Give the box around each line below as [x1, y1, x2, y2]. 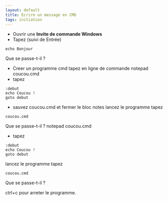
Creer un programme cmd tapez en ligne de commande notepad [12, 65, 149, 72]
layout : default [5, 7, 40, 13]
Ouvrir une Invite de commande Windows [12, 31, 102, 37]
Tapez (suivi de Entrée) [12, 36, 62, 43]
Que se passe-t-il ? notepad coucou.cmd [5, 123, 92, 129]
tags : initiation [5, 17, 42, 22]
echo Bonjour [5, 47, 33, 52]
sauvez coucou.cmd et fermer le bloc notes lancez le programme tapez [12, 104, 163, 110]
